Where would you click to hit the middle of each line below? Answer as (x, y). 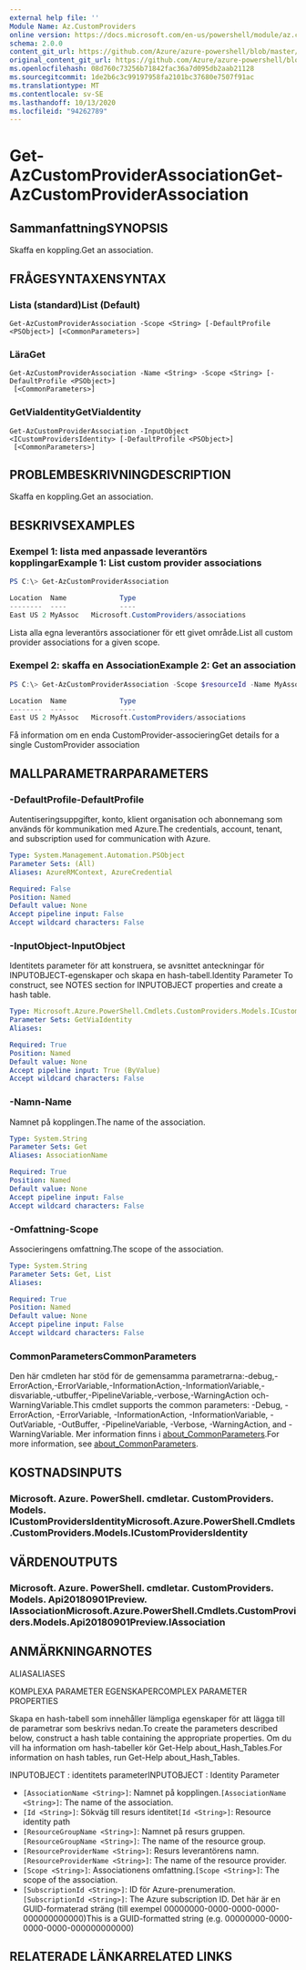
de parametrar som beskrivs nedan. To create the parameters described (143, 1728)
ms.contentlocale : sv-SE (56, 94)
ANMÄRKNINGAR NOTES (81, 1652)
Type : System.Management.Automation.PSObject (97, 856)
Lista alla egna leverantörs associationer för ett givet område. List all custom (151, 632)
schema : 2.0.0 (36, 43)
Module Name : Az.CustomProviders (73, 26)
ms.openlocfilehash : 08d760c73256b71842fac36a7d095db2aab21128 (132, 69)
